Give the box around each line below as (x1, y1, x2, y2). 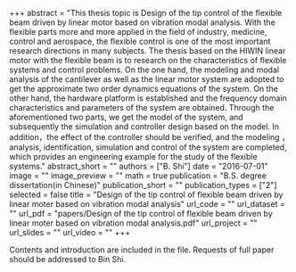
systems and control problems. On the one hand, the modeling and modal (9, 64, 279, 75)
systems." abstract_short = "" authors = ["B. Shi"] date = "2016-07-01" (9, 161, 269, 171)
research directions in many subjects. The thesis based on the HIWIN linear (9, 45, 286, 56)
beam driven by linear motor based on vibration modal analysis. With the (9, 17, 276, 28)
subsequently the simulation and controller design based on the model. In (9, 121, 279, 132)
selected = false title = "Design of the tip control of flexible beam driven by (9, 189, 284, 200)
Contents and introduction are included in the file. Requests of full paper (9, 244, 275, 255)
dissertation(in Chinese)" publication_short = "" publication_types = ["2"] (9, 180, 278, 190)
